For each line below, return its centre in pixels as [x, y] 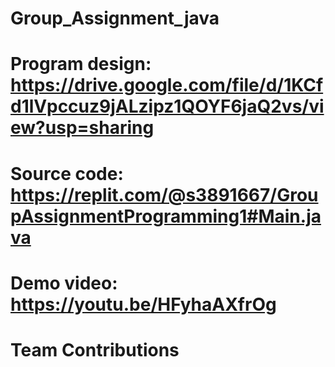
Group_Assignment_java [115, 18]
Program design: [81, 64]
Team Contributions [95, 349]
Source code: [67, 173]
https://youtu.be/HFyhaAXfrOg [143, 304]
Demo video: [64, 283]
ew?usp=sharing [82, 128]
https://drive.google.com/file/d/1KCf [167, 85]
